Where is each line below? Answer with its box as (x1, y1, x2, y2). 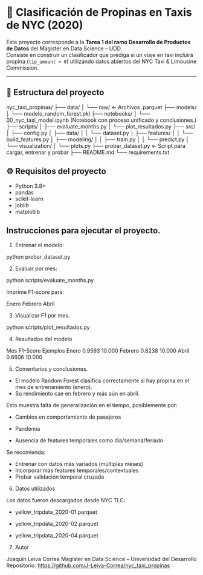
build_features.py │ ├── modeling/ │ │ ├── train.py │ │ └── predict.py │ (6, 136, 190, 143)
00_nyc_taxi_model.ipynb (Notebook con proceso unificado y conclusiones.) (6, 116, 197, 124)
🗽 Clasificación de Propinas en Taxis (6, 5, 192, 19)
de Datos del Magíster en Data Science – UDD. (6, 45, 123, 52)
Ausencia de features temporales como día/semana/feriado (14, 437, 163, 444)
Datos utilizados (14, 485, 56, 493)
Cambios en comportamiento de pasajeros (14, 413, 121, 420)
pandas (14, 188, 34, 196)
